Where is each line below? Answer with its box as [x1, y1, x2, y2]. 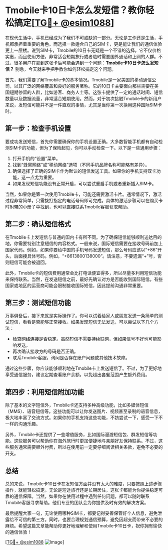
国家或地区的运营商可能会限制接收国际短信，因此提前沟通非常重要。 [5, 282, 145, 289]
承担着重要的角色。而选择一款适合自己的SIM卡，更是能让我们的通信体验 [13, 41, 162, 47]
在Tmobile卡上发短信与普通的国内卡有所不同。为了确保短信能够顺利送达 [5, 234, 153, 240]
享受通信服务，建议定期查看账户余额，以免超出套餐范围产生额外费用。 [5, 372, 150, 378]
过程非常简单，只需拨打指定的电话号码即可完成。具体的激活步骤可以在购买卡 [5, 197, 163, 203]
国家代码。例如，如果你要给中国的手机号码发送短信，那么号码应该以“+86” [5, 246, 157, 252]
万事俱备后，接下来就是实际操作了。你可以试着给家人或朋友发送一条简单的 [5, 313, 158, 319]
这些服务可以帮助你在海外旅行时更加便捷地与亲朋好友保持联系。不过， [13, 438, 158, 444]
